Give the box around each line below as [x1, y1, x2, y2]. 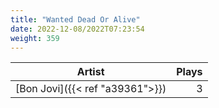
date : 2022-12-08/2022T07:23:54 [10, 24, 145, 34]
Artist [76, 65, 105, 79]
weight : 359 [10, 33, 60, 43]
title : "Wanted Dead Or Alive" [10, 14, 141, 25]
